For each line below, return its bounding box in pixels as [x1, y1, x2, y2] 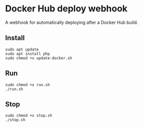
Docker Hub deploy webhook [5, 3, 128, 14]
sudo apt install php [5, 51, 50, 56]
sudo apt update [5, 47, 39, 52]
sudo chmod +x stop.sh [5, 113, 52, 118]
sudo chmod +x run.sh [5, 82, 50, 87]
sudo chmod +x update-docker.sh [5, 56, 72, 61]
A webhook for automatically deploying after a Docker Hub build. [5, 19, 139, 25]
